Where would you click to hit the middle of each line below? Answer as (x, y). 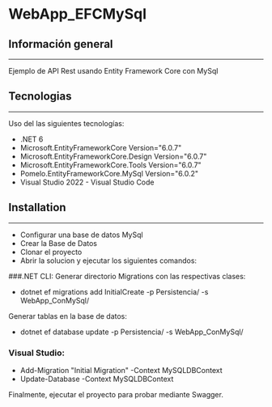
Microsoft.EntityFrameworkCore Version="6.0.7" (101, 147)
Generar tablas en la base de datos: (68, 316)
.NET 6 (32, 139)
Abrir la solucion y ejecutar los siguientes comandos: (108, 261)
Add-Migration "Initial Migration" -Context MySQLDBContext (121, 370)
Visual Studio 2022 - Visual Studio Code (87, 182)
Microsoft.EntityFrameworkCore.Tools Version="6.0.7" (110, 165)
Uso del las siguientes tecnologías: (66, 123)
